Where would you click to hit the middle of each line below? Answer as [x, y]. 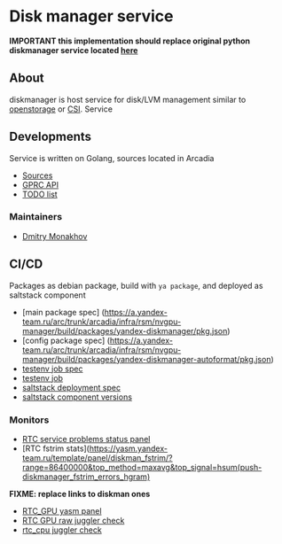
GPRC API [40, 184]
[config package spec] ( [66, 340]
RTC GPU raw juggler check [73, 520]
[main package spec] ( [63, 312]
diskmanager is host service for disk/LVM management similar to [128, 99]
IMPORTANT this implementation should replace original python [130, 41]
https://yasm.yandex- [129, 448]
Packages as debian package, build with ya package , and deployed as [136, 285]
